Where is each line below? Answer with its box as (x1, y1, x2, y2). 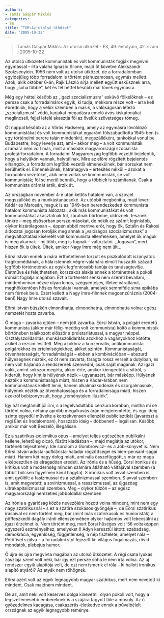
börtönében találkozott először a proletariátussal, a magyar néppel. (5, 330, 141, 336)
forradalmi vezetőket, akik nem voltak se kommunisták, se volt (5, 172, 131, 177)
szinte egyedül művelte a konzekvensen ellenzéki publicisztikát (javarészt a (5, 413, 158, 419)
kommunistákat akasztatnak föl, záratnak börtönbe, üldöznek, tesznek (5, 213, 147, 218)
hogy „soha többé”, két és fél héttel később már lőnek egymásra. (5, 85, 136, 90)
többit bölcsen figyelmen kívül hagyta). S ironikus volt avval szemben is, (5, 470, 151, 475)
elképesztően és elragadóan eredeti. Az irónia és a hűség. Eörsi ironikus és (5, 459, 157, 465)
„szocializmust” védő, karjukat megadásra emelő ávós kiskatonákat (5, 110, 141, 116)
